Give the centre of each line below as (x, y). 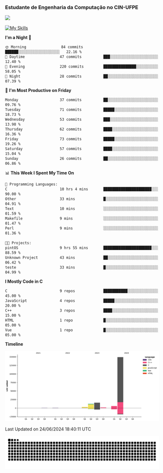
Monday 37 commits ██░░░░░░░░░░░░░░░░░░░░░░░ (82, 100)
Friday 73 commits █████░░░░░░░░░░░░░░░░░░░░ (82, 139)
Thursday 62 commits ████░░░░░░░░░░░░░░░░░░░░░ (82, 129)
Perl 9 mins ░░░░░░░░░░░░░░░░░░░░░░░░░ (82, 228)
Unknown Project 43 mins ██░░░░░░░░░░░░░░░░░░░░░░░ (82, 258)
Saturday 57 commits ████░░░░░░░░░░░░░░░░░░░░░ (82, 149)
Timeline (14, 344)
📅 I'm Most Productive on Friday (38, 90)
